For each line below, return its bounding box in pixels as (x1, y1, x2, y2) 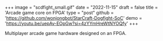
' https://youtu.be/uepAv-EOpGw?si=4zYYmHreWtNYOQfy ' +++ (5, 20, 138, 26)
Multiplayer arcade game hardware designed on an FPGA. (5, 30, 127, 36)
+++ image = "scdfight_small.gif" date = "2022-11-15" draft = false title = (5, 5, 158, 10)
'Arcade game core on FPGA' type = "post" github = (5, 10, 114, 16)
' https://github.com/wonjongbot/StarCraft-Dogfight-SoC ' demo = (5, 15, 143, 21)
